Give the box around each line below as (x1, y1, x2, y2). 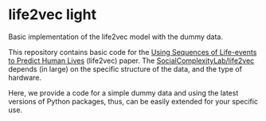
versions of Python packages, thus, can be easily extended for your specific (8, 96, 259, 106)
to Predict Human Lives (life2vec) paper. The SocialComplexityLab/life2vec (8, 56, 255, 65)
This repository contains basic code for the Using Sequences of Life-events (8, 47, 257, 57)
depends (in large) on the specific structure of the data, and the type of (8, 64, 243, 73)
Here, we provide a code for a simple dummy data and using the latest (8, 88, 239, 97)
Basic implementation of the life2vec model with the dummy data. (8, 32, 223, 41)
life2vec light (8, 6, 97, 24)
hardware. (8, 72, 42, 82)
